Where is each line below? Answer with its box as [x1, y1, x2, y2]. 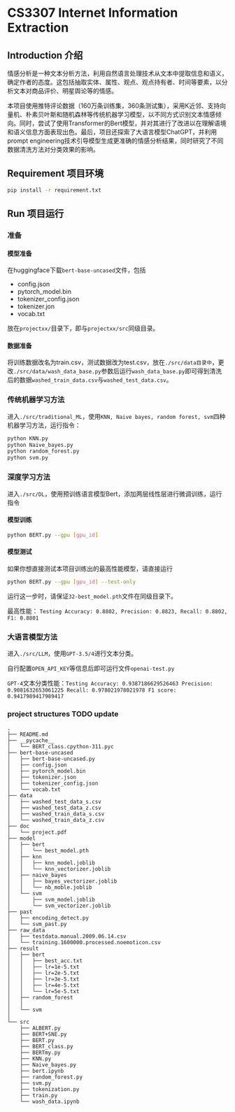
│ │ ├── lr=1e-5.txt [7, 964, 80, 971]
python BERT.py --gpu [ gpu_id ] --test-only [7, 578, 136, 585]
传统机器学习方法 [7, 395, 65, 405]
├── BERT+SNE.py [20, 1031, 68, 1038]
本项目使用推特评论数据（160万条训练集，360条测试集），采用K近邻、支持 [7, 101, 220, 110]
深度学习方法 [7, 472, 51, 482]
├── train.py [20, 1092, 58, 1099]
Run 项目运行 [7, 208, 64, 220]
